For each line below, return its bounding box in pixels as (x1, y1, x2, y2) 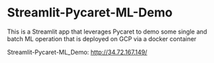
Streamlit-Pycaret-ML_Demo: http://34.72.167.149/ (7, 48, 148, 56)
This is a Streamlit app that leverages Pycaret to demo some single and (7, 27, 207, 36)
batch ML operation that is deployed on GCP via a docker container (7, 34, 197, 42)
